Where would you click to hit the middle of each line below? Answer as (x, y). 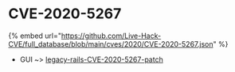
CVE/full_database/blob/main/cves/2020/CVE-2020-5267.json (111, 44)
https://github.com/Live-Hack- (111, 36)
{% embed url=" (35, 36)
